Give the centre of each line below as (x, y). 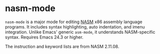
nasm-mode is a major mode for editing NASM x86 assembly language (74, 22)
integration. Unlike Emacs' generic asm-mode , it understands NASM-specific (80, 32)
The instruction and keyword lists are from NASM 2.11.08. (62, 46)
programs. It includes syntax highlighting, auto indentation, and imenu (75, 27)
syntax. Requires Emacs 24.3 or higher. (44, 37)
